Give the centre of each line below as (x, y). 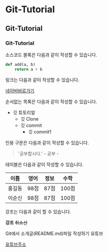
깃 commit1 (40, 131)
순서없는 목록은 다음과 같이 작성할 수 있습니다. (51, 102)
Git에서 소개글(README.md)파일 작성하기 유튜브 (54, 233)
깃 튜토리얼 (24, 112)
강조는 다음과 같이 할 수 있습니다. (38, 211)
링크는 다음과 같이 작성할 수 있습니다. (42, 80)
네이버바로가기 (20, 90)
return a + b (29, 69)
